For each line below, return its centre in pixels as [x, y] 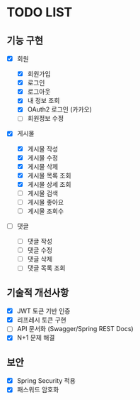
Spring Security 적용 [46, 381]
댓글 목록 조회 [46, 268]
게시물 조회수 [46, 211]
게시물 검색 [42, 193]
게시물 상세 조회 [49, 184]
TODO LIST [40, 12]
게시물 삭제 [42, 166]
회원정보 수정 [46, 119]
